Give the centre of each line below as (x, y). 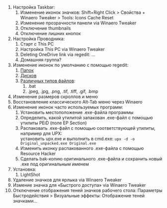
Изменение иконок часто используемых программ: (68, 107)
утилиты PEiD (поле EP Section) (53, 123)
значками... (25, 201)
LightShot (30, 175)
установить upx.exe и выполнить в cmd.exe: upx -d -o (77, 139)
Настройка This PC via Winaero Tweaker (62, 49)
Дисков (28, 76)
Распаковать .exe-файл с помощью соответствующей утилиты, (88, 128)
